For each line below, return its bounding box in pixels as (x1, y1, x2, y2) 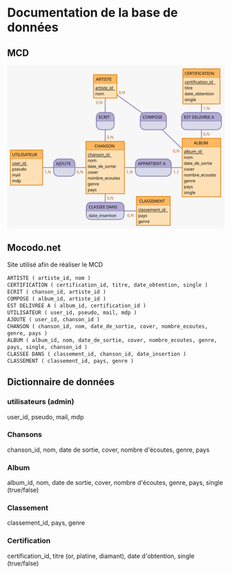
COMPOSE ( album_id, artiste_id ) (7, 295, 107, 302)
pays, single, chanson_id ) (7, 343, 88, 350)
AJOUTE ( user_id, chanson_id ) (7, 316, 100, 323)
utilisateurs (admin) (7, 397, 74, 407)
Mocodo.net (7, 242, 61, 253)
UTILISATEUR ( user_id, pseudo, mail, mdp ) (7, 309, 137, 316)
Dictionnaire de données (7, 376, 115, 388)
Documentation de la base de (7, 5, 178, 21)
